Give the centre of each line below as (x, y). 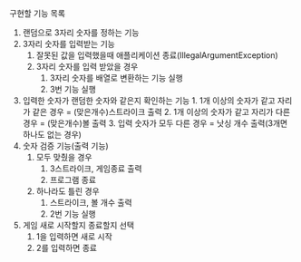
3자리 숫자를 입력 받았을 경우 (87, 67)
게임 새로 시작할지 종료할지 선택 (78, 225)
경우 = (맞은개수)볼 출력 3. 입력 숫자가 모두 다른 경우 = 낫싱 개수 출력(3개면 (155, 123)
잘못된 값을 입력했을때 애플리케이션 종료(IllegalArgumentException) (157, 55)
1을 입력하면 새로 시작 (74, 237)
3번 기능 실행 (73, 89)
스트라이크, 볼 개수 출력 (91, 203)
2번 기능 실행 (73, 214)
